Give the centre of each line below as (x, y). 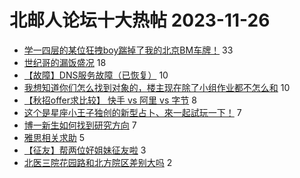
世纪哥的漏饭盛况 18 (65, 62)
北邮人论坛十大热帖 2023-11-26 (140, 20)
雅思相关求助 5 (54, 137)
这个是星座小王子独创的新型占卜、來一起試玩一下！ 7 (132, 112)
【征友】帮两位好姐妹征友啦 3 (85, 150)
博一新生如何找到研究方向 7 (80, 125)
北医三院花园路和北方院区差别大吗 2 (98, 162)
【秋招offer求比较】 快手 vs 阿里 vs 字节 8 (110, 100)
